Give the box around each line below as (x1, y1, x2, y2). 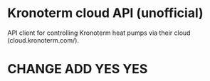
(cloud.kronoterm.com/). (7, 36, 80, 44)
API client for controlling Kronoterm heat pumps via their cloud (7, 28, 191, 37)
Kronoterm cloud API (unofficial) (7, 5, 204, 21)
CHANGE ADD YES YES (7, 61, 148, 77)
